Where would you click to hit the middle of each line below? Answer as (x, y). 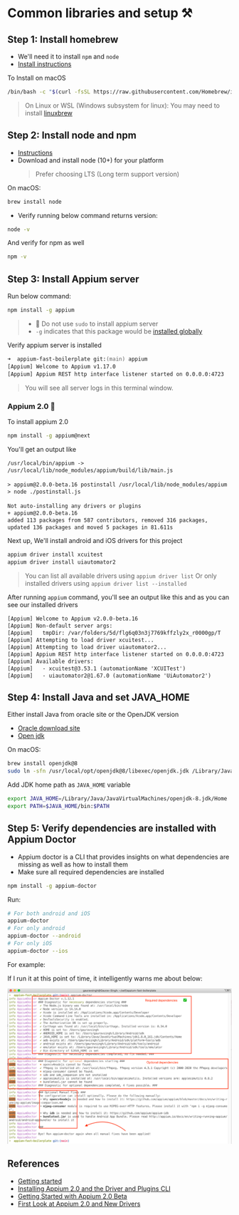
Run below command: (39, 296)
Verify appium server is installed (54, 345)
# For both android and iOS (49, 914)
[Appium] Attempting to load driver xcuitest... (81, 640)
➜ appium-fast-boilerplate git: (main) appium (78, 359)
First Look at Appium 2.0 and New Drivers (79, 1204)
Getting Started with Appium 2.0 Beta (72, 1196)
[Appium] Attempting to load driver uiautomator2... (87, 647)
